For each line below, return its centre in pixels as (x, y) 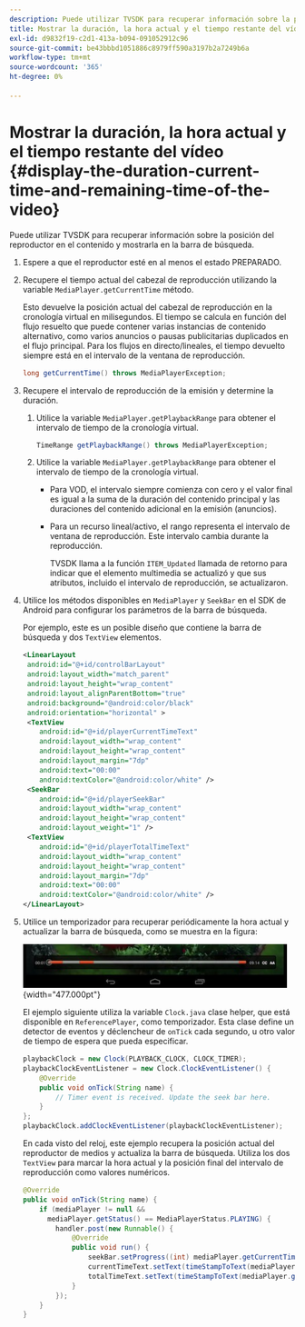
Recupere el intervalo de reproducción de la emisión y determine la (148, 390)
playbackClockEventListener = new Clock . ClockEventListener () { (147, 1068)
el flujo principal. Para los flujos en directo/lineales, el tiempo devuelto (154, 345)
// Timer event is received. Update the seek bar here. (163, 1097)
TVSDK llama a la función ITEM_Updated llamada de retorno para (168, 564)
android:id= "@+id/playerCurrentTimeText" (118, 732)
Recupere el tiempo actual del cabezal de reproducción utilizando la (149, 279)
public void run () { (110, 1248)
